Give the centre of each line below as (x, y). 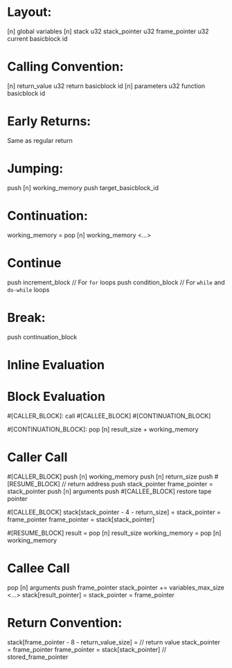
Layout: (29, 12)
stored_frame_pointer (38, 657)
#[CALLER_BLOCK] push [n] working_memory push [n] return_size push (110, 477)
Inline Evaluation (56, 365)
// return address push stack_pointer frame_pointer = (137, 483)
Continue (34, 263)
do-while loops (28, 289)
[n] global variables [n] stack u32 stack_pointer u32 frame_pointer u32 (108, 31)
